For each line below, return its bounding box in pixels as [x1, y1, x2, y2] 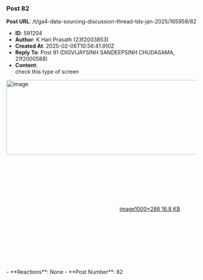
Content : [14, 62, 38, 69]
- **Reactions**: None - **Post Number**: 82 [6, 269, 123, 276]
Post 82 [6, 4, 30, 13]
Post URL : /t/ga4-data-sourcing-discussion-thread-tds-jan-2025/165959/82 [6, 18, 197, 25]
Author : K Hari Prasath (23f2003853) [14, 36, 109, 43]
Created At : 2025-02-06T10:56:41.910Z [14, 42, 115, 49]
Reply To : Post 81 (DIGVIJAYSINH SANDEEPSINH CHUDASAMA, [14, 49, 175, 56]
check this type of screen [14, 68, 79, 75]
